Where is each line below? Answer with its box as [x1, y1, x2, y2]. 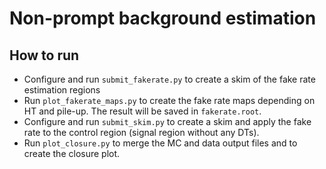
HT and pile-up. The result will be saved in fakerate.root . [23, 105, 262, 117]
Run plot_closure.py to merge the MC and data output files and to [23, 137, 298, 149]
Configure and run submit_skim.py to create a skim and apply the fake [23, 116, 312, 127]
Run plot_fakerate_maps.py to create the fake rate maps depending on [23, 95, 316, 106]
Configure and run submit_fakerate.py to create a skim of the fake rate [23, 73, 316, 85]
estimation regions [23, 84, 101, 96]
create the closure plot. [23, 148, 121, 159]
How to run [9, 47, 80, 64]
